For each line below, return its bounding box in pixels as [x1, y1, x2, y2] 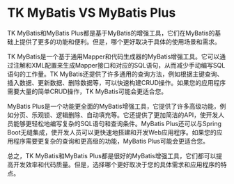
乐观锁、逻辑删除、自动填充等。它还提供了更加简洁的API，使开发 [31, 110, 219, 119]
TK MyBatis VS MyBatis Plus [7, 5, 176, 21]
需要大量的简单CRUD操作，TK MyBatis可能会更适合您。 [7, 87, 168, 95]
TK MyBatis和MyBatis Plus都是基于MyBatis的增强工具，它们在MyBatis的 [7, 29, 215, 37]
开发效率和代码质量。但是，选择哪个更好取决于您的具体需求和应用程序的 [13, 160, 221, 169]
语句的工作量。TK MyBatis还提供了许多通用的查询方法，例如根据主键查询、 [7, 70, 224, 78]
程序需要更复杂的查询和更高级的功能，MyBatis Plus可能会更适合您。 [13, 137, 209, 145]
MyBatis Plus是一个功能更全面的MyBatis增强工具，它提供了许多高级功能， [7, 102, 221, 110]
